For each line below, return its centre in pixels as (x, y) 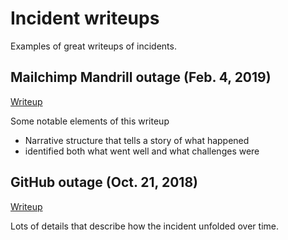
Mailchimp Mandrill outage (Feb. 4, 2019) (141, 77)
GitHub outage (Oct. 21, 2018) (104, 182)
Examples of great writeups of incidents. (93, 46)
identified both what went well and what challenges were (142, 151)
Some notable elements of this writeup (90, 121)
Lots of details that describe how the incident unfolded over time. (144, 226)
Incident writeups (85, 18)
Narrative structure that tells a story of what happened (137, 140)
